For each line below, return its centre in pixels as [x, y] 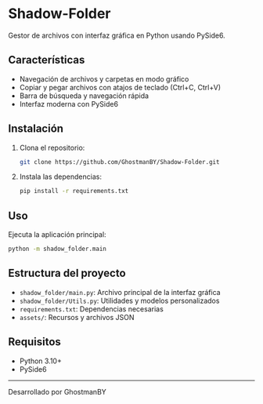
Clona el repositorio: [52, 147]
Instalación [36, 129]
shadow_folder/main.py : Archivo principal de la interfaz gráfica [120, 292]
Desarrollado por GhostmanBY [58, 391]
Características [47, 60]
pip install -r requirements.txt [74, 191]
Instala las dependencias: [60, 177]
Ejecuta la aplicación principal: [58, 235]
